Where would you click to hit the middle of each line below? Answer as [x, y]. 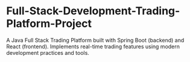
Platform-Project [49, 24]
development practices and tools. [48, 52]
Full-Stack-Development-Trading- [93, 11]
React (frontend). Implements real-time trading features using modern [93, 46]
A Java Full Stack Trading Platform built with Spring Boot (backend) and [95, 40]
